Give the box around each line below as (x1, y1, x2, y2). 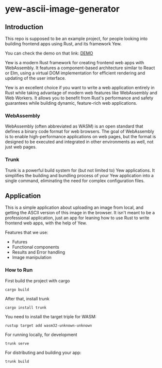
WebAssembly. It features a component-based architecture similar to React (5, 65, 155, 71)
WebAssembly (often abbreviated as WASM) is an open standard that (5, 123, 144, 129)
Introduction (5, 23, 44, 31)
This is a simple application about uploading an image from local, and (5, 204, 144, 210)
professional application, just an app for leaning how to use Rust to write (5, 215, 149, 221)
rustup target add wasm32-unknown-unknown (5, 323, 92, 328)
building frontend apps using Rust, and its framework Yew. (5, 41, 122, 47)
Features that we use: (5, 230, 49, 236)
